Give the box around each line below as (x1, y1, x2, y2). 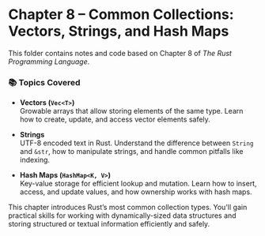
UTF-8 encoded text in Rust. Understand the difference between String (19, 138, 254, 148)
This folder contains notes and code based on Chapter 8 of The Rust (8, 48, 232, 58)
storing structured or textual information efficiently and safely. (8, 219, 210, 229)
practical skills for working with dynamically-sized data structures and (8, 211, 237, 220)
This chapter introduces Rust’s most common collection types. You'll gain (8, 203, 248, 212)
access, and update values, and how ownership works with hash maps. (19, 187, 252, 197)
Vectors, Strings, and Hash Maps (8, 22, 229, 40)
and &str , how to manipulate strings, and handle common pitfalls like (19, 147, 244, 156)
